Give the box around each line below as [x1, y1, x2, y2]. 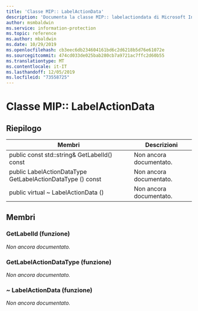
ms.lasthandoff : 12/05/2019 [6, 69, 75, 75]
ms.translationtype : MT [6, 58, 65, 64]
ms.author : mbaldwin [6, 36, 57, 42]
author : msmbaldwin [6, 19, 54, 25]
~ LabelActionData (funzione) [6, 286, 93, 294]
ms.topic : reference [6, 31, 57, 37]
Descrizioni [145, 141, 178, 149]
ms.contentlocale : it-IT [6, 63, 67, 70]
